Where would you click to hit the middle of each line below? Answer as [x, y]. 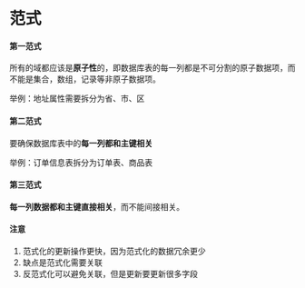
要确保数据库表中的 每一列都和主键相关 [81, 143]
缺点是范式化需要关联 [62, 263]
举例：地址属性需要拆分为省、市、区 [77, 99]
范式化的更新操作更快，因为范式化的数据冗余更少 [114, 251]
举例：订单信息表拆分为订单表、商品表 [81, 162]
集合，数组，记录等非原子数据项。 [97, 79]
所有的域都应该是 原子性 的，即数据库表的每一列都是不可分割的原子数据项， [148, 68]
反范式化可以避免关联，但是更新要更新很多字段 [110, 274]
